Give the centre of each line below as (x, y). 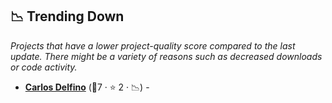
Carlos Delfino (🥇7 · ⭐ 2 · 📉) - (87, 87)
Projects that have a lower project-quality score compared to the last (153, 45)
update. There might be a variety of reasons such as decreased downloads (166, 56)
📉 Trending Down (67, 16)
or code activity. (44, 67)
